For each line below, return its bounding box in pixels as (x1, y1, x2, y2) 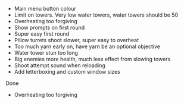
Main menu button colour (14, 5, 77, 12)
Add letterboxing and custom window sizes (14, 68, 120, 75)
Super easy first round (14, 30, 70, 37)
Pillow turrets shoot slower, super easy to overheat (14, 37, 139, 43)
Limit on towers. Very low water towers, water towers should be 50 (14, 11, 179, 18)
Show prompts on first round (14, 24, 85, 31)
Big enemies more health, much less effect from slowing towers (14, 56, 171, 62)
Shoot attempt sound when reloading (14, 62, 105, 69)
